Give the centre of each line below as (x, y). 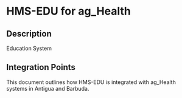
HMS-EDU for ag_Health (68, 11)
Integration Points (41, 67)
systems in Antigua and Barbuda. (48, 88)
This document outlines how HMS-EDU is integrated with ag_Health (91, 82)
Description (29, 34)
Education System (29, 48)
